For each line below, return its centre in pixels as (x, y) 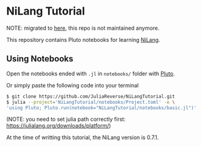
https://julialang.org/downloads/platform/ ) (59, 126)
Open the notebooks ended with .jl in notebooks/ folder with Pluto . (90, 73)
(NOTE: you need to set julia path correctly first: (66, 119)
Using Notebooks (40, 59)
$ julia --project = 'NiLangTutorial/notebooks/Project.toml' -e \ (90, 102)
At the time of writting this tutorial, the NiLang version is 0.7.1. (83, 137)
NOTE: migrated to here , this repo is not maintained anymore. (83, 28)
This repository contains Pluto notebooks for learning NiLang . (83, 39)
